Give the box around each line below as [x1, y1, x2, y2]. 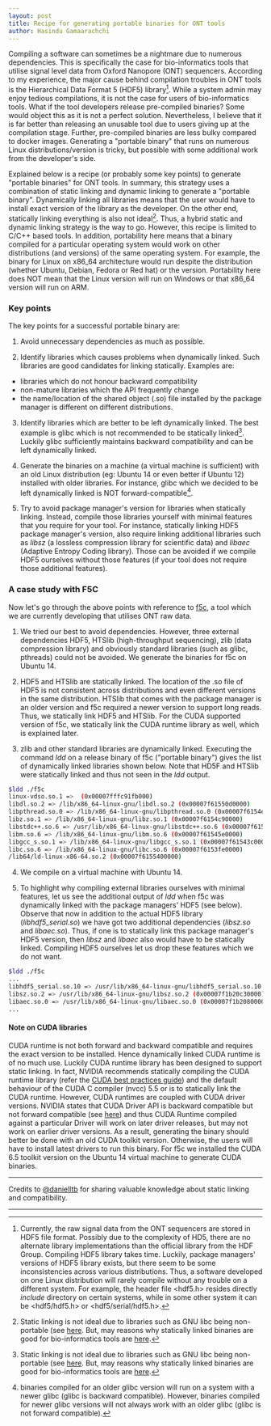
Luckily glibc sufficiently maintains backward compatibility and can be [19, 436, 254, 446]
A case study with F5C [8, 584, 99, 595]
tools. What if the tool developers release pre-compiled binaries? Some [8, 102, 245, 112]
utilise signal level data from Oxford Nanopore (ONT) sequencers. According [8, 66, 263, 76]
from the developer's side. [8, 154, 96, 163]
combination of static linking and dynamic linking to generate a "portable [8, 187, 250, 197]
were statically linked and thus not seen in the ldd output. [19, 769, 211, 779]
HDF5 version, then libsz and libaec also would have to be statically [19, 935, 244, 945]
